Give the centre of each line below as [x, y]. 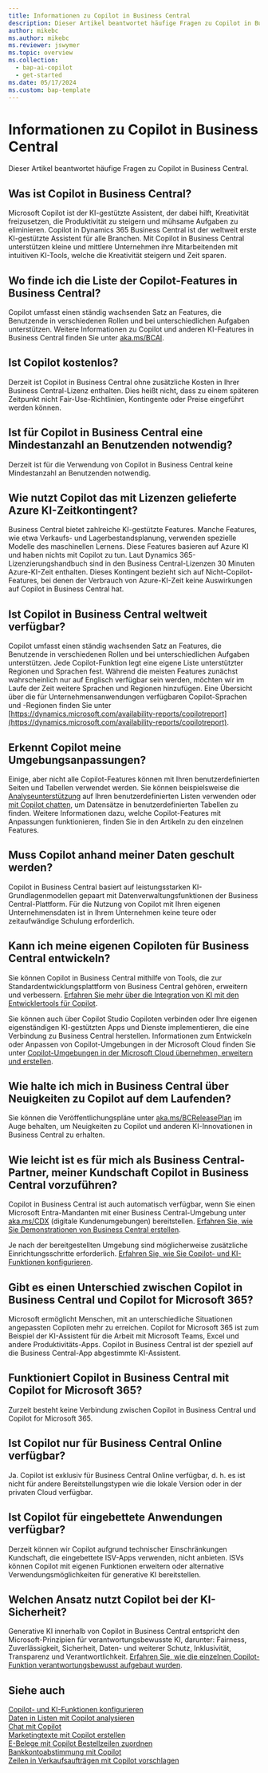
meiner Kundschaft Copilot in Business [150, 1173]
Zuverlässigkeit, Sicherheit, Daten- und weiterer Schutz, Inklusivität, [120, 1648]
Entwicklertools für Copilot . [53, 1003]
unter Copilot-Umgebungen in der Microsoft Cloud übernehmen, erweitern [131, 1052]
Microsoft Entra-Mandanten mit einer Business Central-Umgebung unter [127, 1213]
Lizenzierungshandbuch [48, 563]
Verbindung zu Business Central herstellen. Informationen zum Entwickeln [130, 1036]
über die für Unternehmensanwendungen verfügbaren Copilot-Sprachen [128, 697]
